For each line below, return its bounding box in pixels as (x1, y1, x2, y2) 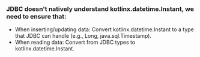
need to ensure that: (6, 12, 67, 20)
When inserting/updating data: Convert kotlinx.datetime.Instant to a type (14, 26, 194, 33)
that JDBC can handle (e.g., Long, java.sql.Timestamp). (14, 32, 152, 40)
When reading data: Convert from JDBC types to (14, 38, 136, 46)
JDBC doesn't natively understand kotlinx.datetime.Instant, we (6, 5, 194, 13)
